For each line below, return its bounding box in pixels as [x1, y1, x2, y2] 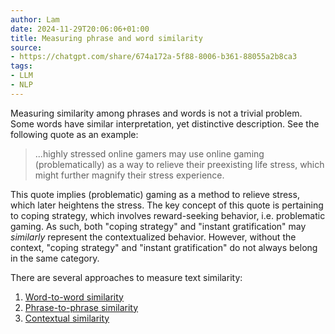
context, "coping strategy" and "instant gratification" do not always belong [10, 241, 318, 253]
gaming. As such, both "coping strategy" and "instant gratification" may [10, 220, 307, 232]
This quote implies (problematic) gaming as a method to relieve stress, [10, 188, 300, 200]
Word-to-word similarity [24, 291, 124, 303]
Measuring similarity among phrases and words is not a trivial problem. [10, 107, 303, 119]
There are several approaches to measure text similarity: [10, 271, 243, 283]
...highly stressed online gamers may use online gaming [34, 147, 265, 160]
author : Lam [10, 14, 60, 25]
